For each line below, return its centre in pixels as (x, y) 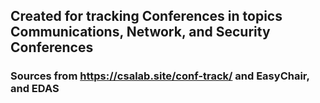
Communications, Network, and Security (140, 32)
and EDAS (35, 89)
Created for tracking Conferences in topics (146, 16)
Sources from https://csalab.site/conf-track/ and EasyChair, (160, 76)
